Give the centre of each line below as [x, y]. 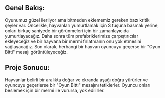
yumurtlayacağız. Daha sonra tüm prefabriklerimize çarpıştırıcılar [72, 36]
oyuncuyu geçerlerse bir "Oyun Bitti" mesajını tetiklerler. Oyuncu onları [78, 85]
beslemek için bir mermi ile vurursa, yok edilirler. [55, 90]
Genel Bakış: [25, 8]
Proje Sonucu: [27, 67]
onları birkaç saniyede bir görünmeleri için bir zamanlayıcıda [67, 31]
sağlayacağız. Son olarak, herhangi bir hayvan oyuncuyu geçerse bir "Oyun [83, 46]
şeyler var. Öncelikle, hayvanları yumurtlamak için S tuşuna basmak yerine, [82, 25]
